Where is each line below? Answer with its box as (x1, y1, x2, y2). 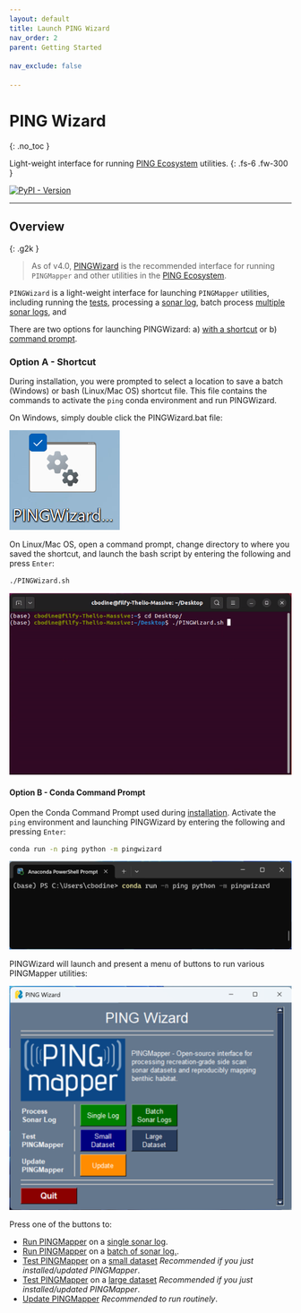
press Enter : (9, 557, 56, 568)
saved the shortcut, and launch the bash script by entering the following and (9, 548, 291, 559)
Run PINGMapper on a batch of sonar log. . (21, 1246, 179, 1257)
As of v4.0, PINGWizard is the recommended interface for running (30, 260, 275, 271)
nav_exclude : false (9, 62, 82, 71)
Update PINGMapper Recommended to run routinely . (21, 1293, 218, 1304)
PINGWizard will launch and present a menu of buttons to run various (9, 958, 265, 969)
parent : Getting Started (9, 43, 102, 52)
